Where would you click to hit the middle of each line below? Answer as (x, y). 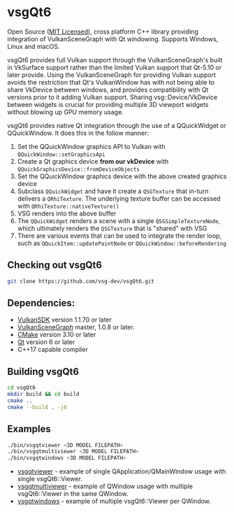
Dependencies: (41, 303)
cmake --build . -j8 (37, 407)
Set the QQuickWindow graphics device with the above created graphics (122, 176)
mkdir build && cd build (43, 394)
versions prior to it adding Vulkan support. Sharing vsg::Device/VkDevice (112, 97)
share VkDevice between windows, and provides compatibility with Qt (108, 90)
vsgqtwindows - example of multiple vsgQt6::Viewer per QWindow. (114, 502)
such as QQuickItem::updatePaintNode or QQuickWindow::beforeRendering (122, 243)
